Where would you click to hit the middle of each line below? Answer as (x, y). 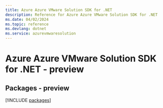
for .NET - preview (45, 69)
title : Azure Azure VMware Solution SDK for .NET (59, 10)
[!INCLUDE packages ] (28, 100)
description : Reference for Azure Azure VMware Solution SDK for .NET (81, 15)
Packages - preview (37, 88)
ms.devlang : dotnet (26, 29)
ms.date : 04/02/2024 (27, 19)
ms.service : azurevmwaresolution (41, 33)
